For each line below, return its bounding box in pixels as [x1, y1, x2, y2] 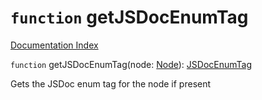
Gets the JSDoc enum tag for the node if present [10, 77, 212, 90]
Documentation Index [10, 39, 99, 51]
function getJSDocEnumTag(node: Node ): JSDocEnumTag [10, 58, 253, 70]
